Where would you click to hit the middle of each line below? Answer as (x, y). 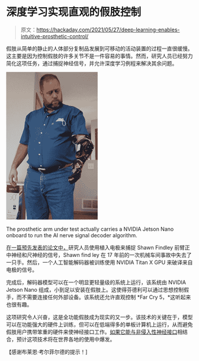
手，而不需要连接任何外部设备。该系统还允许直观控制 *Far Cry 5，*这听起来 (99, 297)
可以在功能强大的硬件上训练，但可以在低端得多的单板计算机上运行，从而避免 (99, 324)
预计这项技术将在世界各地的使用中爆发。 (66, 339)
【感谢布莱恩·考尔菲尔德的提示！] (47, 352)
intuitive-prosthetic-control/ (54, 36)
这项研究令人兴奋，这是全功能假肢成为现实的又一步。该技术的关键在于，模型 (99, 317)
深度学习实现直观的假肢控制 (74, 12)
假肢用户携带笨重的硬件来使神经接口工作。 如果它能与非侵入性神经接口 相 (94, 331)
